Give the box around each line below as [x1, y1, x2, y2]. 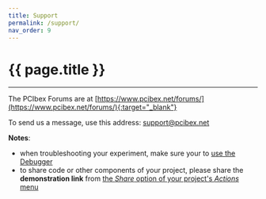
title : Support [8, 11, 59, 20]
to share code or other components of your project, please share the [19, 166, 244, 175]
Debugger [19, 157, 53, 166]
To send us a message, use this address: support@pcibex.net [8, 118, 210, 128]
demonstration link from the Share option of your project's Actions [19, 174, 240, 183]
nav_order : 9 [8, 26, 51, 34]
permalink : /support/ [8, 19, 80, 27]
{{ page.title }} [8, 60, 106, 78]
